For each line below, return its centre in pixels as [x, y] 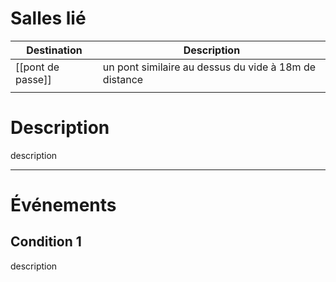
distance [123, 79]
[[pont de [37, 67]
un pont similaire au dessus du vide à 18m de [209, 67]
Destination [54, 50]
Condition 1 [46, 242]
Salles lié [48, 18]
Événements [63, 205]
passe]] [33, 79]
